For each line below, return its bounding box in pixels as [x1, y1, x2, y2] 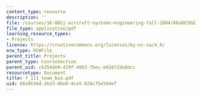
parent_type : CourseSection [6, 58, 77, 64]
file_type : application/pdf [6, 25, 77, 32]
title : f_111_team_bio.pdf [6, 75, 74, 81]
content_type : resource [6, 8, 66, 15]
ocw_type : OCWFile [6, 48, 52, 54]
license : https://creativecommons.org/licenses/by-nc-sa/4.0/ [6, 42, 165, 48]
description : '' [6, 14, 47, 20]
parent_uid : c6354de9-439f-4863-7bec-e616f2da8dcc [6, 64, 136, 70]
